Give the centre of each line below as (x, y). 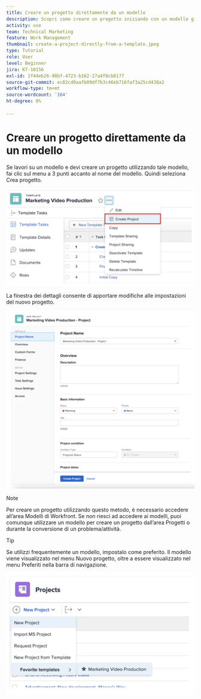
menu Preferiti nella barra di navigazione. (57, 565)
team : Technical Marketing (40, 32)
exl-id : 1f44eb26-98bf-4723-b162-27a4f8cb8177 (65, 76)
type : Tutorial (25, 51)
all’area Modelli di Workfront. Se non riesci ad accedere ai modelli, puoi (94, 516)
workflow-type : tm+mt (33, 89)
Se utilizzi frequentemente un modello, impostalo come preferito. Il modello (99, 552)
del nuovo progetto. (31, 302)
